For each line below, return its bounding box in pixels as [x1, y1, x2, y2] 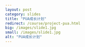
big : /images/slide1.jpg [5, 25, 56, 30]
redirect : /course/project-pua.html [5, 21, 81, 26]
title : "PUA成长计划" [5, 16, 47, 21]
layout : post [5, 7, 32, 12]
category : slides [5, 12, 41, 17]
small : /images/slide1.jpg [5, 30, 61, 35]
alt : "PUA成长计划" [5, 35, 42, 40]
